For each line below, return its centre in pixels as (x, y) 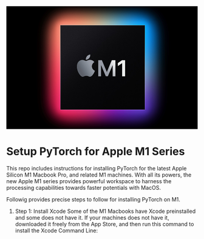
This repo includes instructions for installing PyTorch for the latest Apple (97, 168)
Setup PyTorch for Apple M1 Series (96, 152)
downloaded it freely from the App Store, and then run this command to (104, 224)
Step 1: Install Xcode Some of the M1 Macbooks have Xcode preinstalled (105, 211)
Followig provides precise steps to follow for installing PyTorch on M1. (93, 199)
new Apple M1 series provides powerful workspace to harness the (89, 181)
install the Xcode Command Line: (56, 231)
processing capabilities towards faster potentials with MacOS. (84, 187)
